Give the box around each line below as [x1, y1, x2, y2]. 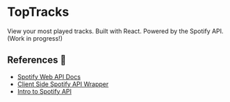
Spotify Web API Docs [17, 72, 81, 81]
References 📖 [7, 54, 67, 66]
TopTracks [7, 4, 69, 20]
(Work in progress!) [7, 34, 63, 42]
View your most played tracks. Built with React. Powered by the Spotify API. [7, 27, 224, 35]
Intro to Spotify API [17, 87, 72, 95]
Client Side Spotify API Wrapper [17, 80, 109, 88]
